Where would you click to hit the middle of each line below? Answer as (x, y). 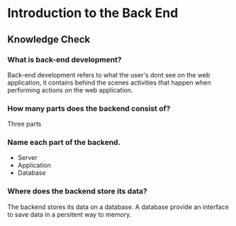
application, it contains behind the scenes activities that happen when (109, 82)
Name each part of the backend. (64, 142)
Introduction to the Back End (93, 13)
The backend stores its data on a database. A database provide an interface (118, 207)
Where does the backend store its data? (77, 191)
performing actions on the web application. (70, 90)
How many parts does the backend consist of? (89, 108)
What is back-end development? (64, 60)
